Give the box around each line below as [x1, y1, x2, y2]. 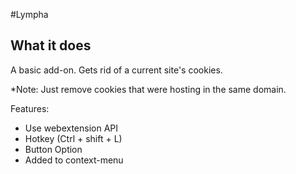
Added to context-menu [24, 154, 124, 166]
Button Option [24, 143, 83, 155]
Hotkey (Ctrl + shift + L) [24, 132, 123, 144]
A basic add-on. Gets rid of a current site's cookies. [10, 64, 223, 76]
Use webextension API [24, 122, 119, 134]
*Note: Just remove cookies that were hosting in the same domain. [10, 83, 287, 95]
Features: [10, 102, 50, 114]
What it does [10, 37, 92, 54]
